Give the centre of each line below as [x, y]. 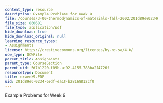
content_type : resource [29, 9]
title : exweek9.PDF [25, 77]
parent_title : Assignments [32, 59]
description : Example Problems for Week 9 [49, 14]
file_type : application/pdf [33, 28]
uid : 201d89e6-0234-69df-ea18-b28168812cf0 [50, 81]
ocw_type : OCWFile [24, 54]
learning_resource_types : [31, 41]
